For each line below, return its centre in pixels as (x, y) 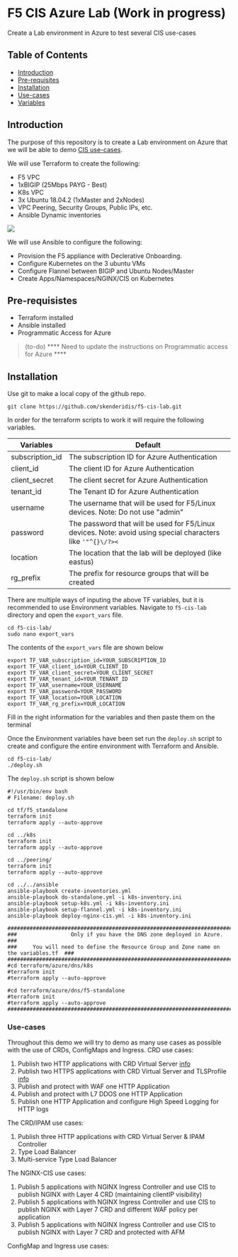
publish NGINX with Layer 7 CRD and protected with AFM (101, 1232)
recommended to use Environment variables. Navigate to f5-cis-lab (107, 608)
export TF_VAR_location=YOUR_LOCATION (64, 698)
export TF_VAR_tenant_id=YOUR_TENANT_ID (68, 679)
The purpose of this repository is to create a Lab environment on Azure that (118, 142)
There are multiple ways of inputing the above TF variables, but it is (106, 600)
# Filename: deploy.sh (41, 798)
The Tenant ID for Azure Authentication (134, 492)
